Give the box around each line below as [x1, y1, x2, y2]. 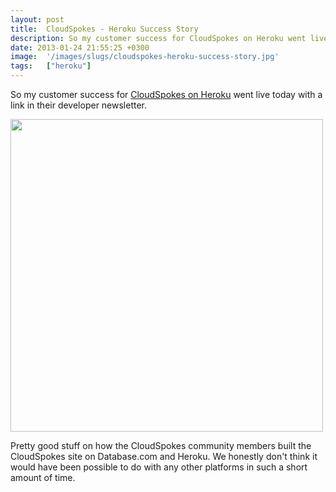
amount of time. [10, 472, 76, 483]
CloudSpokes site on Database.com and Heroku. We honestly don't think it [10, 451, 318, 462]
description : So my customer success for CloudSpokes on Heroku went [10, 33, 307, 43]
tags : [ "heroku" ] [10, 61, 92, 71]
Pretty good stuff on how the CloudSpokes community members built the [10, 440, 312, 451]
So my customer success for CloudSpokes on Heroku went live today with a [10, 89, 323, 100]
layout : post [10, 14, 65, 25]
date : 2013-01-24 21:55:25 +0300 [10, 42, 150, 53]
